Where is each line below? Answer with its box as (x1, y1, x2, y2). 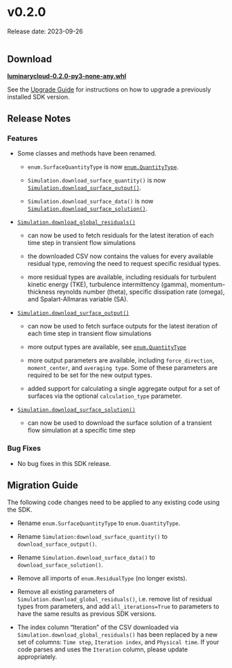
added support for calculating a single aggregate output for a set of (27, 385, 220, 393)
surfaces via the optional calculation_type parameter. (27, 392, 182, 400)
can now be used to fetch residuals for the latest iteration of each (27, 231, 215, 240)
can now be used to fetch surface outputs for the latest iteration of (27, 322, 218, 331)
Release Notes (7, 112, 71, 125)
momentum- (190, 281, 226, 289)
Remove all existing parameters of (17, 587, 115, 596)
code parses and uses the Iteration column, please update (17, 645, 188, 653)
